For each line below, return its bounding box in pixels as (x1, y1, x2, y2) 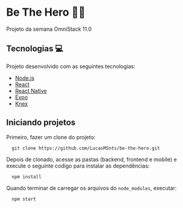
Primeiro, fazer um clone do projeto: (6, 133, 96, 140)
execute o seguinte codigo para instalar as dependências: (6, 162, 150, 169)
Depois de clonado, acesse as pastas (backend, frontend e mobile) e (6, 156, 177, 163)
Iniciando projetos (6, 118, 76, 128)
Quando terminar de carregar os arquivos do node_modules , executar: (6, 184, 177, 192)
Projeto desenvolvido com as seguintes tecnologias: (6, 63, 135, 70)
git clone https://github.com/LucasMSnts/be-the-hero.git (11, 145, 161, 151)
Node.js (14, 74, 35, 81)
